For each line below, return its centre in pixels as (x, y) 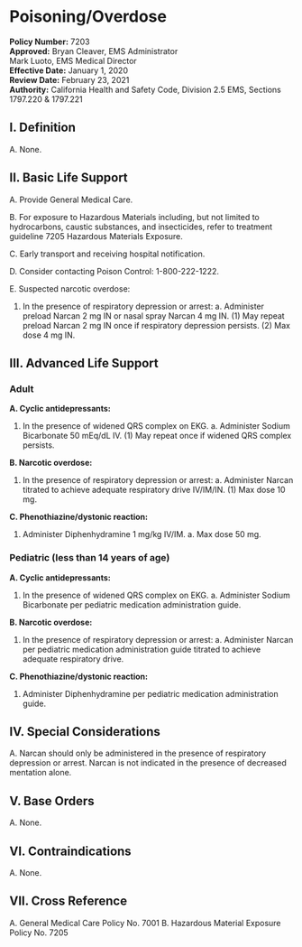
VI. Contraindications (71, 851)
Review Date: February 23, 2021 (69, 79)
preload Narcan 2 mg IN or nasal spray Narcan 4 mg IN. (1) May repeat (154, 316)
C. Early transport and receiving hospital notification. (107, 254)
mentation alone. (41, 773)
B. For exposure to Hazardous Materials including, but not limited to (134, 217)
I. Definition (43, 128)
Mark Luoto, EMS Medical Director (73, 60)
